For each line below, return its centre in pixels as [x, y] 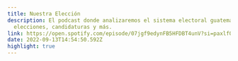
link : [15, 33]
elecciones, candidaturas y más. [63, 27]
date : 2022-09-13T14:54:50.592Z [55, 40]
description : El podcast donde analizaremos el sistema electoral [107, 20]
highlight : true [31, 46]
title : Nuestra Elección [44, 14]
